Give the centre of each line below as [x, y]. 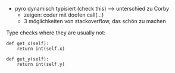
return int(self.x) [41, 49]
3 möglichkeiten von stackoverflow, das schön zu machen [95, 21]
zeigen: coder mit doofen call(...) [64, 15]
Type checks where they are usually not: [56, 33]
